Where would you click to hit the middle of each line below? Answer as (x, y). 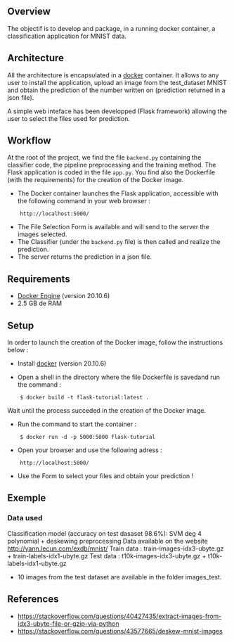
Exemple (27, 498)
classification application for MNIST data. (67, 36)
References (33, 599)
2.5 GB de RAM (39, 303)
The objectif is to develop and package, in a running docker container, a (111, 28)
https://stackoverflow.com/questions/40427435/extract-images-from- (119, 616)
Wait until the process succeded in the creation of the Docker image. (106, 411)
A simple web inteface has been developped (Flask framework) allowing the (117, 111)
